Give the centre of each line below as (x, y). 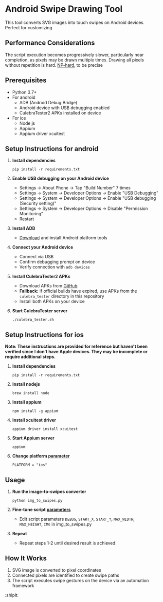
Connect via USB (36, 257)
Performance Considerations (50, 43)
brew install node (31, 393)
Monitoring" (31, 214)
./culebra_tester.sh (33, 320)
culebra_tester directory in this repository (62, 296)
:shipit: (12, 595)
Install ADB (24, 228)
